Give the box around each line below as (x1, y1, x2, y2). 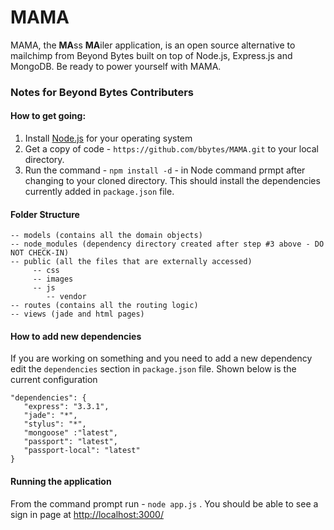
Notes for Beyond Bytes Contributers (10, 85, 195, 99)
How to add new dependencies (10, 330, 142, 342)
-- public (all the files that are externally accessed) (10, 257, 253, 267)
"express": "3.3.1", (23, 402, 110, 412)
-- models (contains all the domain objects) (10, 231, 203, 241)
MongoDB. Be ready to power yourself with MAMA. (10, 60, 222, 72)
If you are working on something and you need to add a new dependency (10, 352, 313, 365)
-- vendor (46, 292, 87, 302)
